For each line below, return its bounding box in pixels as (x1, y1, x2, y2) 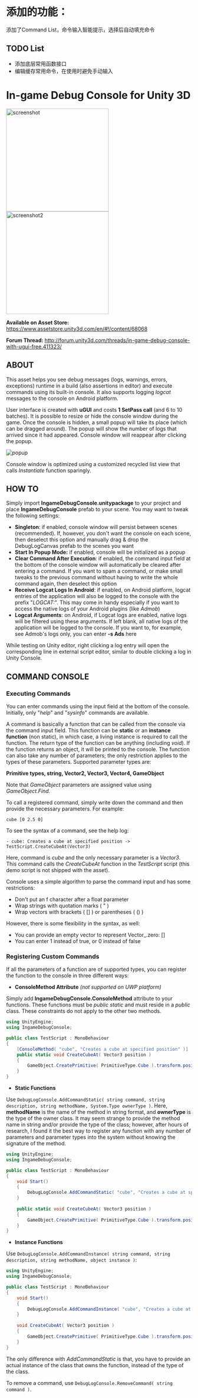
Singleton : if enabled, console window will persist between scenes (14, 524, 178, 531)
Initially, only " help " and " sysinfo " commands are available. (6, 709, 149, 716)
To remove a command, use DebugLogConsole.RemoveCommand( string (6, 1379, 173, 1386)
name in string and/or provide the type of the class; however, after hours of (6, 1121, 189, 1128)
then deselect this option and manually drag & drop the (14, 536, 148, 543)
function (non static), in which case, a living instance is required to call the (6, 733, 187, 740)
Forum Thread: (6, 337, 44, 344)
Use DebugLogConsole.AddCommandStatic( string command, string (6, 1096, 165, 1103)
